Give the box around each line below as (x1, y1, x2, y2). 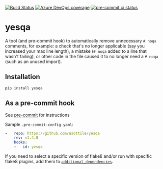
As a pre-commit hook (5, 99, 75, 107)
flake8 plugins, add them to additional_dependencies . (5, 159, 114, 165)
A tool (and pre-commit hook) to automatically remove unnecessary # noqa (5, 38, 157, 43)
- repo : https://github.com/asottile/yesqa (5, 131, 100, 136)
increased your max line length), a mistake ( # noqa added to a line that (5, 48, 147, 54)
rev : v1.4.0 (14, 135, 38, 140)
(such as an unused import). (5, 59, 62, 64)
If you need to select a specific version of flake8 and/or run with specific (5, 153, 152, 159)
